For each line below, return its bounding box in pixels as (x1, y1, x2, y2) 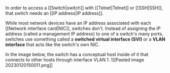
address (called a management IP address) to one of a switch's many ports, (5, 31, 163, 36)
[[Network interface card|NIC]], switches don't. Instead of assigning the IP (5, 25, 161, 31)
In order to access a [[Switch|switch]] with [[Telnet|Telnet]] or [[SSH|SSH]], (5, 5, 163, 11)
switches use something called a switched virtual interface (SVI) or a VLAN (5, 36, 166, 42)
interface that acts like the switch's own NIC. (5, 42, 100, 48)
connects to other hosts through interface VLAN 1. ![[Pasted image (5, 57, 145, 63)
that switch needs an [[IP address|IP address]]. (5, 10, 104, 16)
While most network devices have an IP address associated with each (5, 20, 151, 26)
